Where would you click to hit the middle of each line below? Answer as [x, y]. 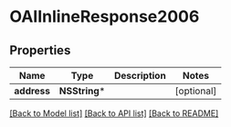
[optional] [196, 91]
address [32, 91]
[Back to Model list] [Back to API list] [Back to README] [114, 113]
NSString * [82, 91]
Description [140, 76]
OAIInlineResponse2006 [105, 17]
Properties [40, 50]
